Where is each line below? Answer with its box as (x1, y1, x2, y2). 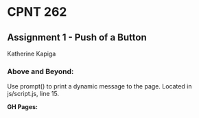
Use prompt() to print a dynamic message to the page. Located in (7, 82, 192, 91)
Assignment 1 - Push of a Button (7, 32, 147, 43)
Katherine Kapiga (7, 49, 56, 58)
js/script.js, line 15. (7, 90, 60, 98)
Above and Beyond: (7, 67, 74, 76)
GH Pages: (7, 103, 38, 111)
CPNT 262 (7, 4, 67, 20)
